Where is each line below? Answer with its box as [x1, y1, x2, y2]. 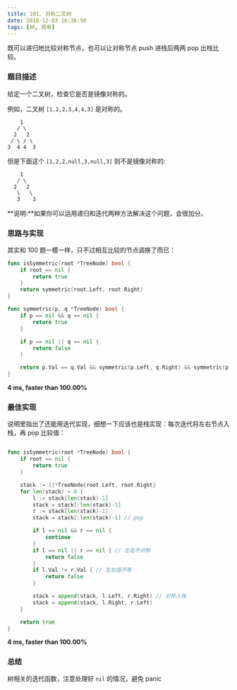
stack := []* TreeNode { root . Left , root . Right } [20, 481, 157, 488]
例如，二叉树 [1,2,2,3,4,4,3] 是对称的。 [7, 104, 127, 113]
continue [44, 534, 71, 541]
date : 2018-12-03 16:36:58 [7, 17, 87, 24]
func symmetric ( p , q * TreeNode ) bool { [7, 306, 125, 313]
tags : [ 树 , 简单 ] [7, 23, 55, 30]
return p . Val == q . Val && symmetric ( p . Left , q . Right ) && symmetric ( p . [20, 364, 232, 372]
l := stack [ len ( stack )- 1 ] [32, 495, 109, 502]
